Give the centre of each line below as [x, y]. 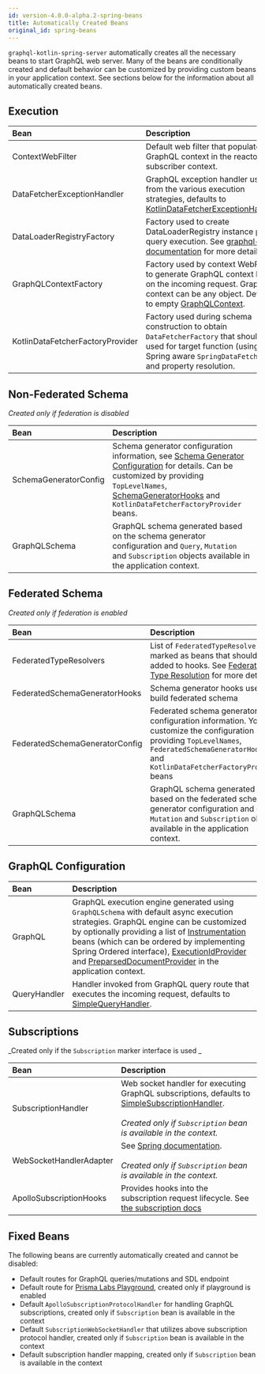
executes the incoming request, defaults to [151, 994]
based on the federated [193, 798]
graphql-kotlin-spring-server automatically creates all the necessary [122, 53]
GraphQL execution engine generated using [153, 902]
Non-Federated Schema [68, 394]
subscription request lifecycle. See [185, 1198]
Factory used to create [188, 222]
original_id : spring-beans [52, 30]
